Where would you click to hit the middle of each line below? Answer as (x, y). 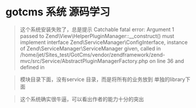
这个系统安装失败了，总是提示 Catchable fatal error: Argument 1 (97, 29)
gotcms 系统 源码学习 (58, 12)
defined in (32, 67)
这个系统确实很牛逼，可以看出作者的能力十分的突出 (82, 99)
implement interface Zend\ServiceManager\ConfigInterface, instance (104, 42)
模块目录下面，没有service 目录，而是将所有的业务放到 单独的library (102, 79)
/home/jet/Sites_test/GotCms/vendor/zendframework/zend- (92, 55)
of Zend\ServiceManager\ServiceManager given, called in (90, 48)
